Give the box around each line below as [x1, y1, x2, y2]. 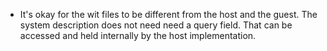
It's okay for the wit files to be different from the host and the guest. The [19, 9, 318, 20]
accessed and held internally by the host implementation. [19, 30, 257, 41]
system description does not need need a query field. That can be [19, 19, 293, 31]
